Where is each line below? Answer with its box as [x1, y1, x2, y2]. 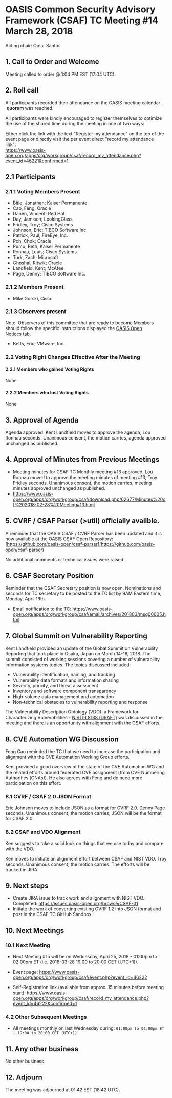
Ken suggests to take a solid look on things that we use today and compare [5, 840, 164, 846]
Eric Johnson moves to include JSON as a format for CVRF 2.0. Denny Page [5, 804, 165, 811]
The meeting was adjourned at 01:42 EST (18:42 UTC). [5, 1087, 120, 1093]
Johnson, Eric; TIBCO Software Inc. [12, 227, 88, 233]
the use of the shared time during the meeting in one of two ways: [5, 120, 145, 126]
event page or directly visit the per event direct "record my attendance [5, 136, 154, 142]
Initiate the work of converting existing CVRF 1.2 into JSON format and [12, 906, 161, 912]
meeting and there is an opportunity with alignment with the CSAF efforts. [5, 720, 161, 726]
